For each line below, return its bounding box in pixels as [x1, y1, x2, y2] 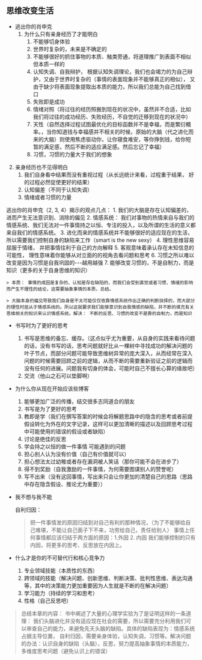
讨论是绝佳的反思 [23, 435, 67, 442]
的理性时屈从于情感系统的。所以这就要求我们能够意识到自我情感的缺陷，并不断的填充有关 [6, 304, 194, 310]
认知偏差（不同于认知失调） [23, 186, 93, 193]
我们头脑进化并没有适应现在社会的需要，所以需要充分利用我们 [32, 617, 186, 625]
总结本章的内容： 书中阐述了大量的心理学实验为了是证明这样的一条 [20, 609, 186, 617]
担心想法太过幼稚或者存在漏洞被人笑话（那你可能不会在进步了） [23, 458, 182, 465]
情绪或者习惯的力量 [23, 193, 72, 200]
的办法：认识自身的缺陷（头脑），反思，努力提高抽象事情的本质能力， [20, 640, 192, 647]
